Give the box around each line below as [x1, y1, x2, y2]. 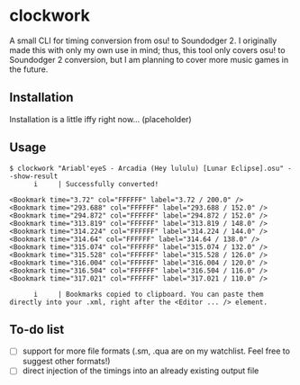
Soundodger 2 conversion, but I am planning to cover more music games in [9, 54, 289, 65]
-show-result [9, 172, 59, 181]
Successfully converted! [66, 179, 159, 189]
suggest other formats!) [22, 356, 111, 367]
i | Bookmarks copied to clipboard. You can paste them [32, 290, 264, 299]
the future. [9, 64, 49, 75]
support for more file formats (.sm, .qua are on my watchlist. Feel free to [22, 345, 291, 356]
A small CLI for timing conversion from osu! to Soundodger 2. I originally [9, 35, 277, 46]
